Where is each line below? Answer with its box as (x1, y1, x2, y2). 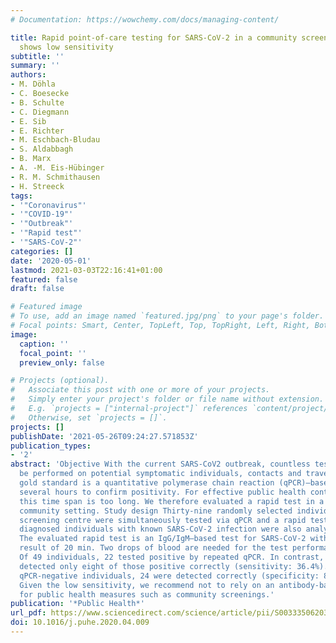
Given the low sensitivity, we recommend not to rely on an (19, 580, 275, 590)
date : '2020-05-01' (10, 256, 92, 266)
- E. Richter (10, 126, 65, 136)
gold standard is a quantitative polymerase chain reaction (19, 478, 275, 488)
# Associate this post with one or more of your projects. (10, 385, 271, 395)
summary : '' (10, 61, 60, 71)
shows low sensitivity (19, 42, 114, 52)
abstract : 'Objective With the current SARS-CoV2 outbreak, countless (10, 459, 311, 470)
